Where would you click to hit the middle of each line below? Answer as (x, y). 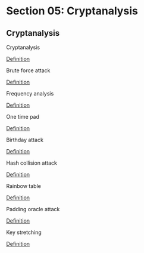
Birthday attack (25, 140)
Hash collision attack (32, 163)
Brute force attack (28, 70)
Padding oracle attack (33, 209)
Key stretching (24, 232)
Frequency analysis (30, 93)
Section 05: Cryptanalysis (72, 11)
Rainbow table (24, 186)
